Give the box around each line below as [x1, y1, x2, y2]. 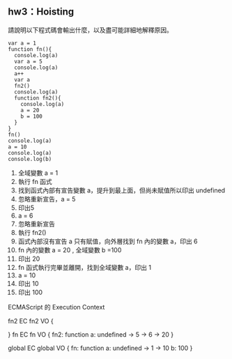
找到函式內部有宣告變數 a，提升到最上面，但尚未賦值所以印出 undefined [17, 186, 226, 194]
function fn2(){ [14, 94, 61, 102]
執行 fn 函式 [17, 177, 53, 185]
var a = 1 [8, 40, 37, 47]
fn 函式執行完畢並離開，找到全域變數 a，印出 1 [17, 263, 152, 271]
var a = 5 [14, 58, 42, 65]
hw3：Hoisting [8, 6, 75, 18]
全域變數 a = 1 [17, 169, 59, 177]
